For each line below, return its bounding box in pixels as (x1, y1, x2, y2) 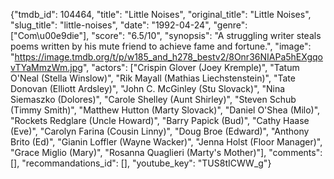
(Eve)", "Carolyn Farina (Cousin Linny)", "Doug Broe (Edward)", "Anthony (10, 125, 310, 137)
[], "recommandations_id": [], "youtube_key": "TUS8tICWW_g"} (10, 157, 272, 169)
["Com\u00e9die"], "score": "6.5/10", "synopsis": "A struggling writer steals (10, 30, 322, 41)
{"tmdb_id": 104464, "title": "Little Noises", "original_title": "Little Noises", (10, 9, 312, 20)
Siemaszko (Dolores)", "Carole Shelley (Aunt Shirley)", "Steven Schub (10, 94, 297, 105)
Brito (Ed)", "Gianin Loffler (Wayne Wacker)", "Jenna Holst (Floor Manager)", (10, 136, 323, 148)
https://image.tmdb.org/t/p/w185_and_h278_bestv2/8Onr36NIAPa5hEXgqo (14, 51, 323, 63)
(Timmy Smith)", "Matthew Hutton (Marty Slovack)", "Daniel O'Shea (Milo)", (10, 104, 321, 116)
